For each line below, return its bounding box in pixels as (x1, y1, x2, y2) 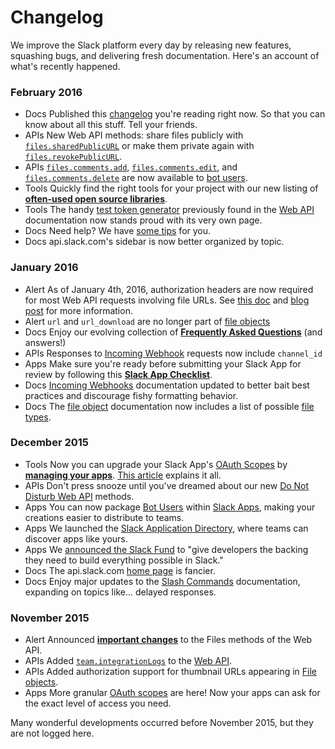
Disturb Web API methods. (24, 490, 135, 502)
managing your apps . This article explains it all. (24, 469, 222, 481)
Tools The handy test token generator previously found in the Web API (24, 204, 315, 216)
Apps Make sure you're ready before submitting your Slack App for (24, 357, 302, 370)
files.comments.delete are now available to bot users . (24, 172, 248, 184)
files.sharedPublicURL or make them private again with (24, 140, 255, 152)
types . (24, 411, 52, 423)
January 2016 (10, 261, 79, 275)
